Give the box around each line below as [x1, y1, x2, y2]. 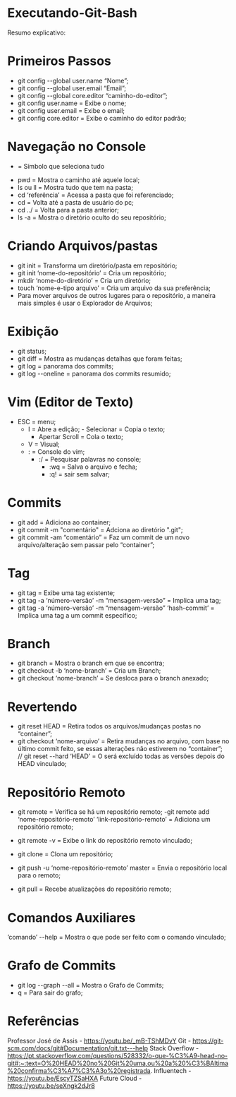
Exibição [7, 323, 59, 340]
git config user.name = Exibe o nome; [17, 99, 127, 107]
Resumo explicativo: [7, 28, 66, 37]
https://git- [192, 1036, 224, 1045]
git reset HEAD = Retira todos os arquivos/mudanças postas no [17, 722, 201, 731]
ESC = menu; [17, 417, 56, 426]
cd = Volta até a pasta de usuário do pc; [17, 198, 134, 206]
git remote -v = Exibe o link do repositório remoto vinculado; [17, 837, 192, 845]
